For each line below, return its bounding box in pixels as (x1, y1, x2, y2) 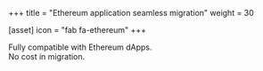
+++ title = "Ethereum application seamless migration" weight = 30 (8, 8, 255, 18)
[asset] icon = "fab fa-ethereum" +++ (8, 25, 147, 35)
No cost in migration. (8, 51, 86, 61)
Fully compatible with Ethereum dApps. (8, 42, 152, 52)
